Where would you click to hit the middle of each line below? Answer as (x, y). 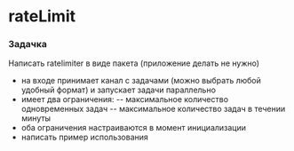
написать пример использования (84, 137)
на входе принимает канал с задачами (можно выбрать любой (141, 81)
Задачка (28, 44)
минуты (36, 118)
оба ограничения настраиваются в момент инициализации (133, 128)
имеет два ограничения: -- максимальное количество (124, 99)
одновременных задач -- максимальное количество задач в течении (153, 109)
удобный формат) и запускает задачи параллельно (119, 90)
